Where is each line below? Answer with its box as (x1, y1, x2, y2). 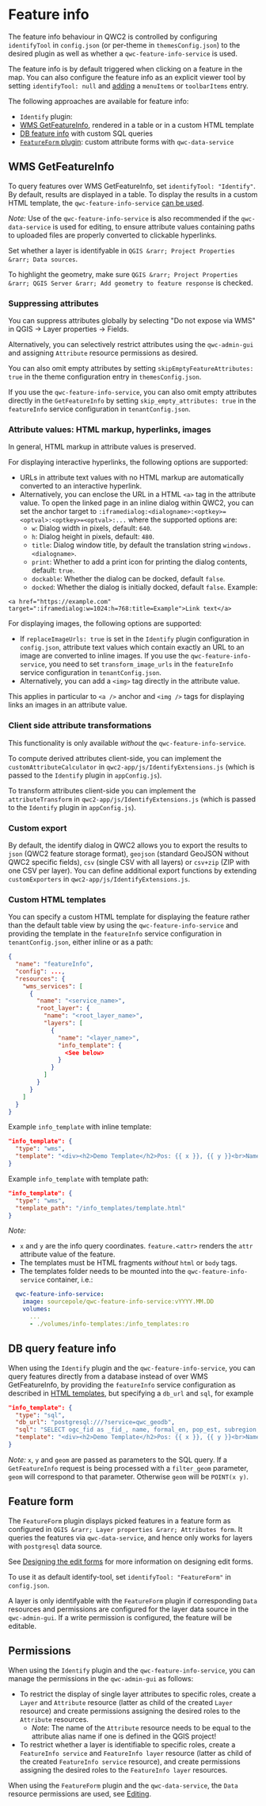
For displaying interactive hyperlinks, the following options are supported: (8, 457, 249, 467)
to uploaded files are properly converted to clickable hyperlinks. (8, 230, 217, 240)
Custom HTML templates (8, 893, 107, 905)
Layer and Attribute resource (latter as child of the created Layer (19, 1697, 234, 1707)
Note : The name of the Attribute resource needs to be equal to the (31, 1723, 252, 1732)
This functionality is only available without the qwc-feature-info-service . (8, 738, 247, 747)
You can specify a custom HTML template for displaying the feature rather (8, 912, 251, 922)
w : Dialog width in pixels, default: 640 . (31, 523, 153, 533)
